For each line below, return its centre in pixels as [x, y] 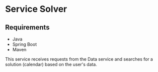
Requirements [27, 27]
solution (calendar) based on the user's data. [51, 64]
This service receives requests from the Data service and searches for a [79, 59]
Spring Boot [25, 44]
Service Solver [36, 9]
